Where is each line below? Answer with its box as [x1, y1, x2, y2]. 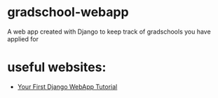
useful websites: [7, 59, 107, 76]
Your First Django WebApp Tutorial [17, 82, 118, 91]
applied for [7, 34, 39, 43]
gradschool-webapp [7, 4, 129, 20]
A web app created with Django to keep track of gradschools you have [7, 27, 212, 36]
